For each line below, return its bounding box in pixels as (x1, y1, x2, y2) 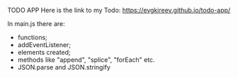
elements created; (17, 48, 71, 56)
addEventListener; (17, 41, 72, 48)
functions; (17, 33, 47, 41)
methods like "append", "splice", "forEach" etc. (17, 56, 155, 64)
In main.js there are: (7, 20, 65, 27)
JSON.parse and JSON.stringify (17, 63, 111, 71)
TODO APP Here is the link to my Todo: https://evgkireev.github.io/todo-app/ (7, 6, 231, 14)
